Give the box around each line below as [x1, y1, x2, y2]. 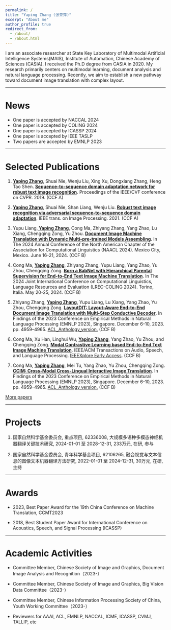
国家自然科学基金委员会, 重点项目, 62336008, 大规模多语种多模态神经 [12, 434, 159, 440]
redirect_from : [5, 27, 38, 32]
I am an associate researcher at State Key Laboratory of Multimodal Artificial [5, 50, 165, 56]
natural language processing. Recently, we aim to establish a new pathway [5, 72, 162, 78]
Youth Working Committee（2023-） [12, 603, 90, 609]
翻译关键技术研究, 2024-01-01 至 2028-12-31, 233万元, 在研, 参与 [17, 440, 154, 447]
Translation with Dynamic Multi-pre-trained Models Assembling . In [12, 236, 158, 242]
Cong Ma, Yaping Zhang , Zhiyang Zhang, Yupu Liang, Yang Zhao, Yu [12, 262, 158, 268]
